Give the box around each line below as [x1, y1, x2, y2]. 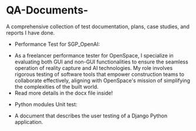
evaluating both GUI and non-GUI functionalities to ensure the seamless [14, 58, 189, 65]
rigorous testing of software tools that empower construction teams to [14, 70, 185, 78]
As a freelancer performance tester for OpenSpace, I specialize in [14, 52, 174, 59]
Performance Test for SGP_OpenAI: [14, 41, 100, 48]
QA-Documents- [6, 4, 89, 17]
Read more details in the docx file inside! [14, 89, 113, 96]
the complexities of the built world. [14, 83, 99, 90]
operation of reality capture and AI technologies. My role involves [14, 64, 173, 71]
